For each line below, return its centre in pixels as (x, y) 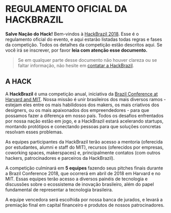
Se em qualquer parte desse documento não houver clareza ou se (87, 60)
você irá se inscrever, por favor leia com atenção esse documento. (77, 50)
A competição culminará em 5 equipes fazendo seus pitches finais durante (84, 168)
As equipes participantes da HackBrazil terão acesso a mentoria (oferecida (84, 141)
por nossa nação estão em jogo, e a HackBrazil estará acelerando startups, (84, 121)
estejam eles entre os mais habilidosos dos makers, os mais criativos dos (82, 105)
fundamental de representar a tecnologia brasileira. (59, 190)
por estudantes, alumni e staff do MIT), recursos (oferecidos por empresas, (84, 147)
